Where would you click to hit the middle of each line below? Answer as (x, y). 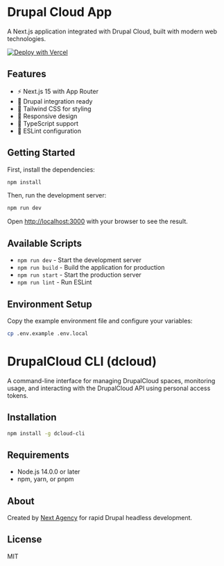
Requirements (38, 455)
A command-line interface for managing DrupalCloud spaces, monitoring (111, 380)
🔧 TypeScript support (48, 123)
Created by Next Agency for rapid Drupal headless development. (100, 518)
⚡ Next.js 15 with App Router (58, 91)
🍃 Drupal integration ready (55, 101)
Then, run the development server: (57, 195)
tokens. (18, 395)
